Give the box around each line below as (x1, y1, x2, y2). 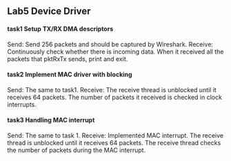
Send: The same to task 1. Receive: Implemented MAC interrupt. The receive (7, 131, 224, 140)
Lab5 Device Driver (7, 6, 91, 17)
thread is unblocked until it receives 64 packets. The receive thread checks (7, 139, 221, 147)
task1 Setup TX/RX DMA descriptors (7, 24, 114, 33)
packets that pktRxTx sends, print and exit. (7, 54, 128, 63)
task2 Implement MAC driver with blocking (7, 70, 132, 78)
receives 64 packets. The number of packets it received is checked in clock (7, 93, 223, 101)
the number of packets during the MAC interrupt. (7, 146, 146, 154)
